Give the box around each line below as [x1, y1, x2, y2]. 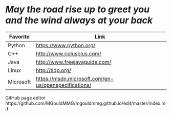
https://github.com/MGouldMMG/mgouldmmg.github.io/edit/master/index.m [5, 100, 166, 106]
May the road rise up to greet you [5, 4, 150, 15]
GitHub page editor [5, 94, 46, 101]
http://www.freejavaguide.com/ [35, 58, 112, 65]
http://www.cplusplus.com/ [35, 50, 101, 57]
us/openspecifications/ [35, 81, 92, 88]
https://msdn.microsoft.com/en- [35, 75, 114, 82]
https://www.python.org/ [35, 42, 96, 49]
